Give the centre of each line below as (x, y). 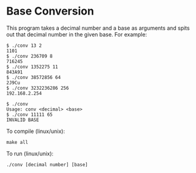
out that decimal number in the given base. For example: (77, 34)
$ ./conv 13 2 (24, 46)
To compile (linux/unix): (36, 131)
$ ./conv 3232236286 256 (38, 88)
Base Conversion (50, 11)
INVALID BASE (23, 120)
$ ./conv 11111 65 (29, 114)
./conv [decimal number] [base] (47, 165)
